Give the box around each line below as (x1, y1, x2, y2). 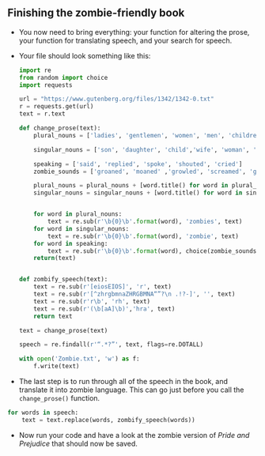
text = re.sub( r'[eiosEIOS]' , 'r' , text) (33, 283, 172, 291)
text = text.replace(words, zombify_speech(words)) (21, 416, 195, 424)
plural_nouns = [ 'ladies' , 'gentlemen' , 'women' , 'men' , (33, 131, 225, 139)
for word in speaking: (33, 239, 108, 247)
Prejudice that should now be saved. (18, 439, 138, 448)
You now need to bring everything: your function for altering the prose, (18, 27, 250, 36)
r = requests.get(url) (18, 103, 94, 111)
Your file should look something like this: (18, 51, 151, 60)
